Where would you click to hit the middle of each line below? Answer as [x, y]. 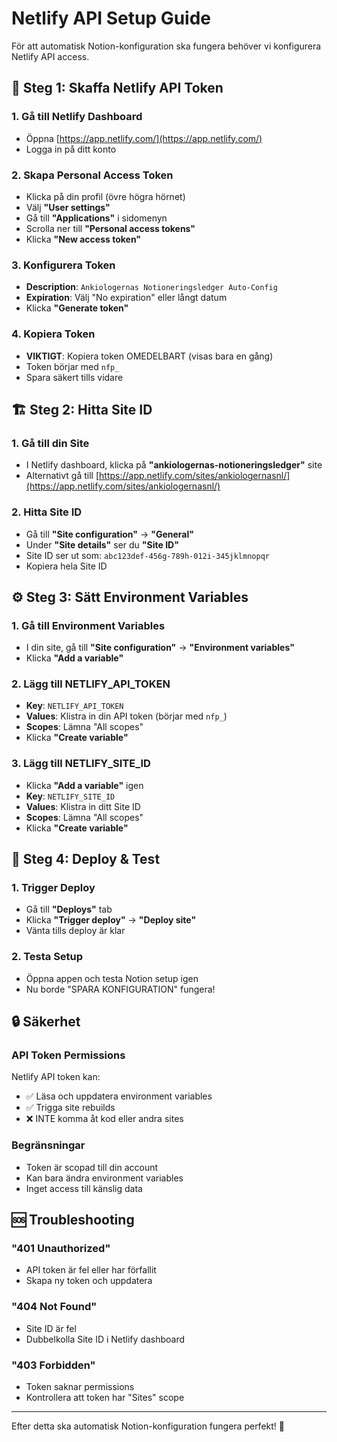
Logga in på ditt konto [71, 149]
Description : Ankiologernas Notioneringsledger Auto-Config [151, 287]
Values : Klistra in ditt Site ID [83, 806]
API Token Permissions [68, 1055]
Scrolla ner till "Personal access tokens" [110, 228]
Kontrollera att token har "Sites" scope [105, 1398]
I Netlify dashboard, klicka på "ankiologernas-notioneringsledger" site [174, 465]
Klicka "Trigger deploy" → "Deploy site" [111, 920]
